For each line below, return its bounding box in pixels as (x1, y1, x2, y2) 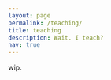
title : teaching (8, 26, 61, 34)
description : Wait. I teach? (8, 33, 104, 42)
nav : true (8, 41, 41, 49)
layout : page (8, 11, 51, 20)
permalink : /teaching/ (8, 19, 83, 27)
